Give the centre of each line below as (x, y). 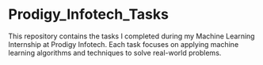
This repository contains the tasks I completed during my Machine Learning (131, 36)
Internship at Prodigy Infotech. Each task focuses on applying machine (124, 44)
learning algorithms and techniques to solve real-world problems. (115, 52)
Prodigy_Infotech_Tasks (88, 14)
